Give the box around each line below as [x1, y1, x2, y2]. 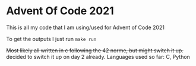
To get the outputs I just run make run [6, 35, 97, 42]
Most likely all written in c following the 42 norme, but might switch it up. [6, 46, 184, 54]
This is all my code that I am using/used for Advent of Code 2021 [6, 24, 165, 31]
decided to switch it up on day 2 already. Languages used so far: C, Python [6, 53, 190, 60]
